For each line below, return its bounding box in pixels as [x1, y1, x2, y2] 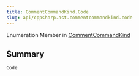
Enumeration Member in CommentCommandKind [6, 31, 130, 38]
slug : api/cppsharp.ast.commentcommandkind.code [6, 15, 133, 21]
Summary [6, 49, 45, 59]
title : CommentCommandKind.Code [6, 9, 89, 15]
